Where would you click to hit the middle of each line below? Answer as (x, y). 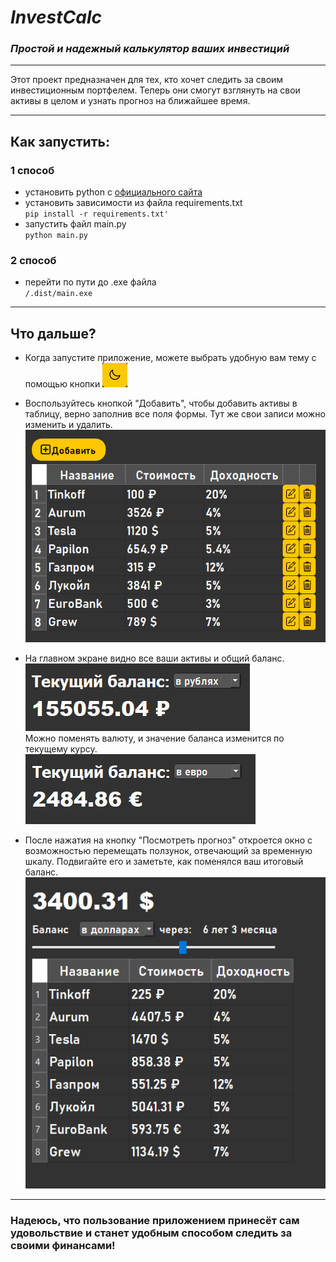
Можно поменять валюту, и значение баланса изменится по (154, 738)
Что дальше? (53, 333)
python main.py (56, 236)
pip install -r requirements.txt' (96, 214)
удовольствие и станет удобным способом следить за (151, 1233)
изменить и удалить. (68, 425)
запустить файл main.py (75, 224)
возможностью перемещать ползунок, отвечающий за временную (168, 851)
